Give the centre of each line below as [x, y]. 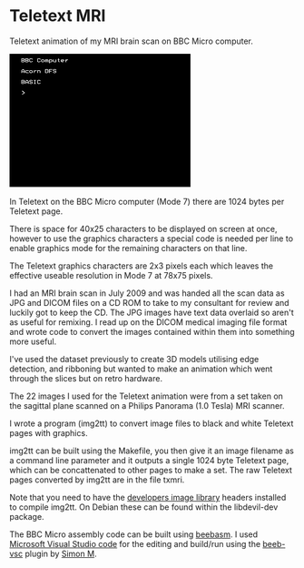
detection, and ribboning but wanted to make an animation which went [141, 369]
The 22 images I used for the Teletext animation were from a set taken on [147, 396]
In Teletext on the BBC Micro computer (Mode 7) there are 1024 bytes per [147, 201]
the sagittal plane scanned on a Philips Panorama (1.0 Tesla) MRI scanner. [147, 405]
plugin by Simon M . [61, 553]
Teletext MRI [58, 16]
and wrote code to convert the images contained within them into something [152, 331]
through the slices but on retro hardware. [86, 378]
